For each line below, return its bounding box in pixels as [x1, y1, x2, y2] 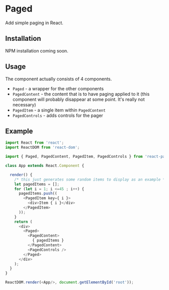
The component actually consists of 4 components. [5, 76, 112, 82]
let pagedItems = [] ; [14, 182, 59, 187]
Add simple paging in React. [5, 20, 64, 26]
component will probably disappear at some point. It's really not [12, 96, 145, 102]
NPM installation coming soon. [5, 47, 69, 53]
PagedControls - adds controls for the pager [12, 112, 103, 119]
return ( [14, 219, 33, 224]
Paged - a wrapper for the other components [12, 85, 104, 91]
